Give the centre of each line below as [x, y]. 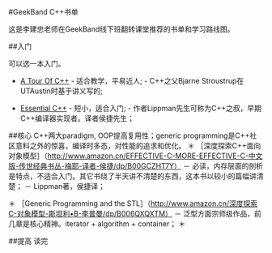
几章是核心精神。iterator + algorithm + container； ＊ [97, 224]
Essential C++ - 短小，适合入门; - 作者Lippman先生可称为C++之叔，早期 [140, 108]
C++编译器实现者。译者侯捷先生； [77, 118]
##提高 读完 [28, 241]
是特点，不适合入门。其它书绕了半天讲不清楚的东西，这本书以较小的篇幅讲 [132, 176]
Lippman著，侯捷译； [69, 186]
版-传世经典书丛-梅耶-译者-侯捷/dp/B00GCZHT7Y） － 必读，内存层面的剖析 [136, 166]
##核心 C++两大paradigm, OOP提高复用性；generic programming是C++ [129, 135]
